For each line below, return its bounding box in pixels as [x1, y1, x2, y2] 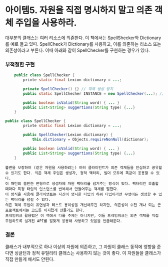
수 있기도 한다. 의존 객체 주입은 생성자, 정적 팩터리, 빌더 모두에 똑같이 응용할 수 [5, 171, 154, 176]
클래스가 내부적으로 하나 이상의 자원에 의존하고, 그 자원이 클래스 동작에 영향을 [5, 243, 156, 249]
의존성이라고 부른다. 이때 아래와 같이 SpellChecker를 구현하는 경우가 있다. [5, 47, 150, 53]
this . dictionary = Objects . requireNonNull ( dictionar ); [31, 137, 149, 142]
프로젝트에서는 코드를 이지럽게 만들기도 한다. [5, 208, 85, 213]
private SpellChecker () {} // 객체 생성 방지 [23, 86, 113, 91]
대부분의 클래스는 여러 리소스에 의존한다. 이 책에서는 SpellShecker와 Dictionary [5, 35, 161, 41]
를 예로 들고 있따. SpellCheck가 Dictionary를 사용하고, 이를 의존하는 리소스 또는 [5, 41, 161, 47]
